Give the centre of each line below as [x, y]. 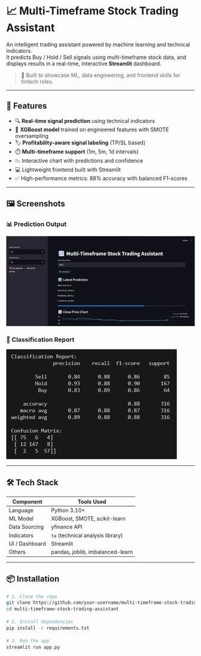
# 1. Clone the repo [32, 597]
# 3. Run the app [28, 641]
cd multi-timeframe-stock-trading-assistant [63, 609]
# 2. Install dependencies [40, 622]
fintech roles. [37, 82]
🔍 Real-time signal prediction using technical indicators [85, 121]
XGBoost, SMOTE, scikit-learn [88, 519]
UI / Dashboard [27, 543]
